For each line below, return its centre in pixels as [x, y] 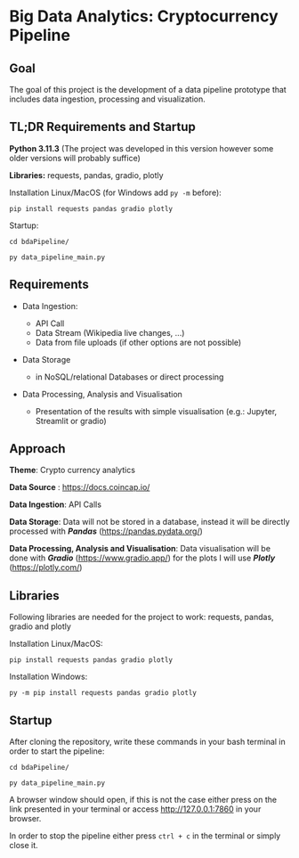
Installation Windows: [48, 677]
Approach [37, 449]
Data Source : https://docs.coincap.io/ [80, 487]
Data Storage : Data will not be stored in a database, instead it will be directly [150, 522]
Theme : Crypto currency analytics [73, 470]
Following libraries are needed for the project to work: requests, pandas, [141, 617]
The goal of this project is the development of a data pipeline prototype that [148, 90]
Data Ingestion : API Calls [56, 504]
